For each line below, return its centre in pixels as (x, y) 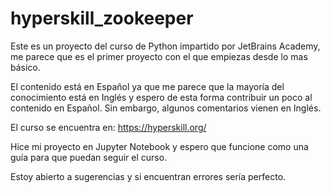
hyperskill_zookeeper (102, 18)
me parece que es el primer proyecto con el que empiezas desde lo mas (159, 56)
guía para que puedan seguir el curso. (89, 157)
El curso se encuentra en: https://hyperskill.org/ (108, 127)
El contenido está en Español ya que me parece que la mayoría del (147, 86)
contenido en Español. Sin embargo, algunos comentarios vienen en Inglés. (166, 108)
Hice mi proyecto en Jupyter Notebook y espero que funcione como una (159, 146)
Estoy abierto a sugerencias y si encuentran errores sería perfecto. (148, 176)
